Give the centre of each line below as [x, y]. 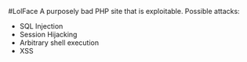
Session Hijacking [48, 34]
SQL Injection [41, 26]
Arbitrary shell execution [59, 43]
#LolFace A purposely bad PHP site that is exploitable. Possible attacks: [124, 11]
